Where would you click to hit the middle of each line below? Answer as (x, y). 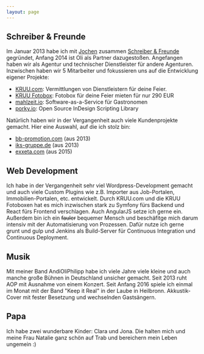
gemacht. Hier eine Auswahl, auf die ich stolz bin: (69, 127)
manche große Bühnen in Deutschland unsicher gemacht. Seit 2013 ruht (97, 278)
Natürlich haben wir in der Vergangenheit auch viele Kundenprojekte (92, 120)
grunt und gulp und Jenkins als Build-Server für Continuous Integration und (101, 231)
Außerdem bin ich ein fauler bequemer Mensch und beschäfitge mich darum (102, 218)
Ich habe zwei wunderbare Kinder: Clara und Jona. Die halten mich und (96, 331)
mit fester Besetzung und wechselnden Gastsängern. (90, 297)
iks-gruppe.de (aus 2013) (47, 145)
